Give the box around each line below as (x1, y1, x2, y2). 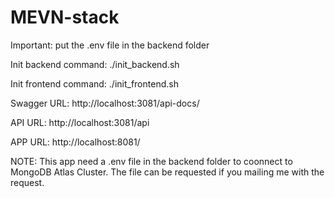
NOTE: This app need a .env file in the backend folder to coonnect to (10, 155, 293, 167)
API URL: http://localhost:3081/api (10, 116, 150, 128)
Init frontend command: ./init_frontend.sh (10, 77, 179, 90)
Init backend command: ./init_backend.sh (10, 58, 180, 70)
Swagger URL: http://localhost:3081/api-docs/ (10, 97, 200, 109)
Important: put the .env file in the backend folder (10, 39, 210, 51)
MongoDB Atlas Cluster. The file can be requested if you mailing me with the (10, 166, 325, 178)
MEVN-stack (10, 6, 120, 29)
